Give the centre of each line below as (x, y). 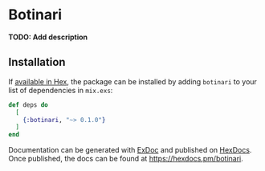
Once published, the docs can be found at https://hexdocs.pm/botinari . (126, 159)
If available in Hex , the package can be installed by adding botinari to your (132, 81)
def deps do (28, 105)
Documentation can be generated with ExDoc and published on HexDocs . (130, 150)
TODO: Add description (48, 37)
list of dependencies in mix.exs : (61, 90)
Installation (37, 62)
